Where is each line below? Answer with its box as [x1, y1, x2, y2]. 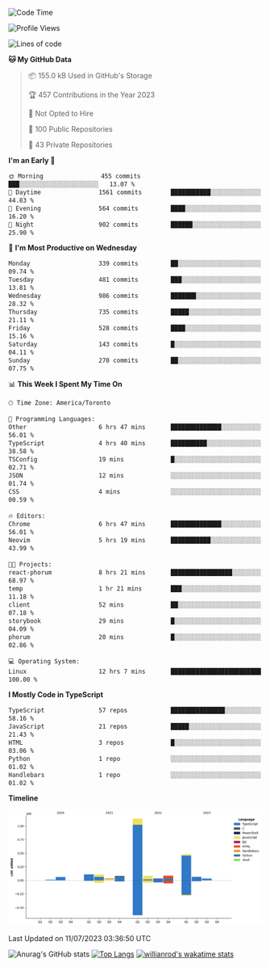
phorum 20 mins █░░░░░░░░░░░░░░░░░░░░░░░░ [8, 633, 262, 641]
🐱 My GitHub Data [8, 55, 73, 64]
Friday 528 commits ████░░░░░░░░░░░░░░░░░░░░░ [8, 324, 262, 332]
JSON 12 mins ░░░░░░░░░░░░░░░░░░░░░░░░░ [8, 472, 262, 480]
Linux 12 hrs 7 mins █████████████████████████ [8, 667, 262, 675]
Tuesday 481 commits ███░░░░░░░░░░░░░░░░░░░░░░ [8, 275, 262, 284]
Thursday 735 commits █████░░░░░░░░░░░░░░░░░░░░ [8, 308, 262, 316]
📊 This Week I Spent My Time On [8, 380, 123, 389]
